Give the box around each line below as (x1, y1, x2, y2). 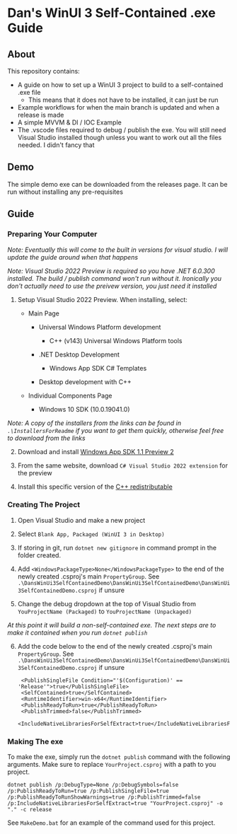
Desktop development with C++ (38, 377, 132, 386)
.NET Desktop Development (38, 350, 120, 359)
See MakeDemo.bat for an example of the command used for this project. (7, 818, 216, 827)
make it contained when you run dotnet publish (7, 628, 148, 637)
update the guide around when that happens (7, 253, 139, 261)
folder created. (17, 550, 62, 560)
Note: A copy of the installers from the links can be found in (7, 419, 182, 427)
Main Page (28, 309, 60, 318)
